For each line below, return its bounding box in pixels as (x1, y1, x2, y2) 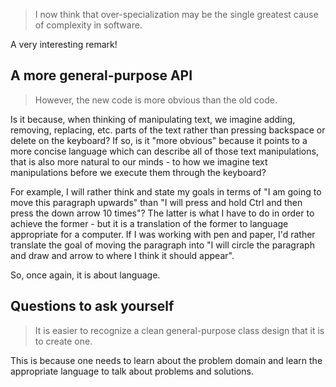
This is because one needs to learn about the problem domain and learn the (10, 354, 323, 366)
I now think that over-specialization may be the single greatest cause (34, 9, 319, 20)
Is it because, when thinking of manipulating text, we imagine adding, (10, 113, 296, 125)
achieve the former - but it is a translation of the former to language (10, 217, 289, 229)
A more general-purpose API (10, 67, 193, 84)
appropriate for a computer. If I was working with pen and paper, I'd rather (10, 228, 316, 240)
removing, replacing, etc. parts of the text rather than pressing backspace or (10, 124, 326, 136)
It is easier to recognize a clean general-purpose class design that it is (34, 324, 325, 336)
